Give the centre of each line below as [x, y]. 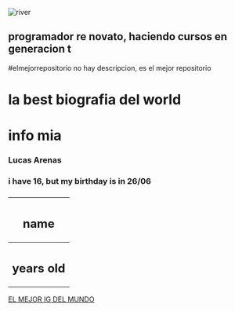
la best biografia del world [95, 100]
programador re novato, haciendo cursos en [118, 37]
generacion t [40, 49]
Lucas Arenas [35, 160]
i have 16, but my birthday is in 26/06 [80, 181]
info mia [35, 135]
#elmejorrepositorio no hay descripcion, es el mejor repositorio [110, 68]
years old [39, 268]
